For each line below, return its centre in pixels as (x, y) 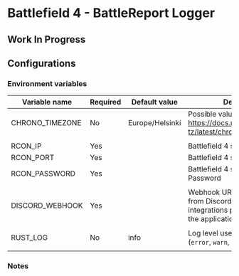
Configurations (42, 63)
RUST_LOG (30, 238)
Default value (154, 102)
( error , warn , (209, 242)
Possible (202, 114)
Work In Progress (47, 39)
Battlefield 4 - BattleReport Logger (111, 13)
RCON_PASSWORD (43, 174)
